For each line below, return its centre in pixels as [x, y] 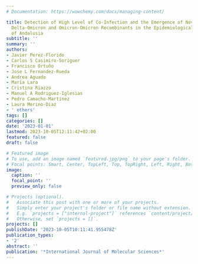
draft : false [22, 143]
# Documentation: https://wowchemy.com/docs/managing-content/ [85, 11]
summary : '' [21, 44]
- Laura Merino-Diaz [32, 104]
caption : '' [26, 175]
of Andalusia [27, 33]
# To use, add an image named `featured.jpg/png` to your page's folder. [99, 159]
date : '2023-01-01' [30, 126]
